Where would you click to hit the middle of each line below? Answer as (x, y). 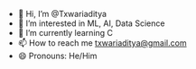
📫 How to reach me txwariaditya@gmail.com (102, 43)
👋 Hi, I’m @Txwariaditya (62, 14)
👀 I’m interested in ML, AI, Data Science (91, 23)
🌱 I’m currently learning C (65, 33)
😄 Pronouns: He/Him (57, 56)
